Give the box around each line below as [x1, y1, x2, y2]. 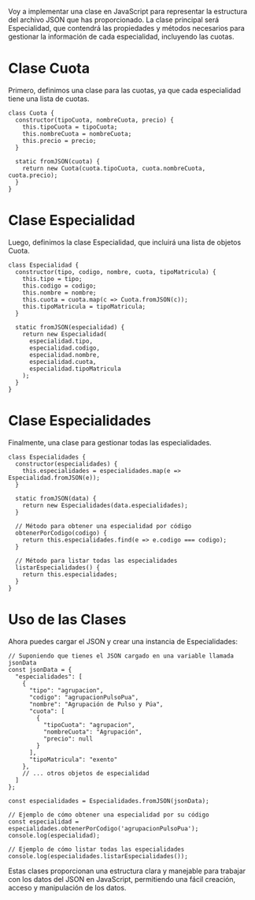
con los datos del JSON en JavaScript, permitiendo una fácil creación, [8, 874, 236, 883]
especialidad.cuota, [28, 358, 97, 366]
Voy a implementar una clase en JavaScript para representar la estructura [8, 7, 248, 16]
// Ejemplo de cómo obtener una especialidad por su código [8, 811, 210, 819]
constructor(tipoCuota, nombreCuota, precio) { [15, 116, 175, 124]
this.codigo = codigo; [22, 282, 97, 290]
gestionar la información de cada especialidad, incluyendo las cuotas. [8, 32, 235, 41]
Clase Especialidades [8, 412, 151, 429]
